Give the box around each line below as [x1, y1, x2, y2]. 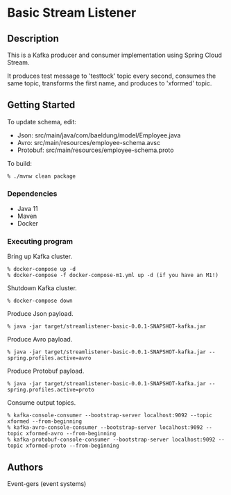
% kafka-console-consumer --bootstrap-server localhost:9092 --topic [7, 412, 213, 419]
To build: [7, 159, 33, 167]
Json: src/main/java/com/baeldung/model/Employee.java [17, 131, 181, 140]
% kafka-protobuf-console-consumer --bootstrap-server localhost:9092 [7, 436, 216, 444]
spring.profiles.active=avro [7, 355, 92, 362]
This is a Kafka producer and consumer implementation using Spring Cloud [7, 51, 222, 59]
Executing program [7, 237, 74, 246]
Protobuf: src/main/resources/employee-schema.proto [17, 146, 174, 154]
